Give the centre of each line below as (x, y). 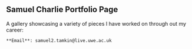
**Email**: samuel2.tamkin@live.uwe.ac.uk (59, 40)
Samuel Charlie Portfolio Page (62, 10)
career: (15, 30)
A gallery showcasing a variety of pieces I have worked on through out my (96, 23)
